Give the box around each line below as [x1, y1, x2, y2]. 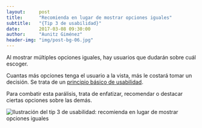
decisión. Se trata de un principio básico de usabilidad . [6, 78, 144, 86]
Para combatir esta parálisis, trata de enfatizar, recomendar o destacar [6, 90, 183, 97]
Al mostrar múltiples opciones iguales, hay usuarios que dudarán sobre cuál [6, 54, 196, 61]
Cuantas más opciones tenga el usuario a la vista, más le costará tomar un [6, 72, 192, 79]
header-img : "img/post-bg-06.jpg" [6, 37, 94, 43]
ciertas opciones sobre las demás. [6, 96, 92, 104]
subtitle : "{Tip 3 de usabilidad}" [6, 20, 102, 26]
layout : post [6, 8, 50, 15]
